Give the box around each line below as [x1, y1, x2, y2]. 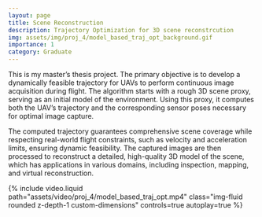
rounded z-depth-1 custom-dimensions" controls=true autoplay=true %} [8, 200, 243, 209]
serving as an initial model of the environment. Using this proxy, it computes [8, 95, 254, 104]
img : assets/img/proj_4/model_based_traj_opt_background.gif [8, 33, 213, 42]
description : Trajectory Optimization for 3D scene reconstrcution [8, 26, 234, 34]
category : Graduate [8, 48, 72, 56]
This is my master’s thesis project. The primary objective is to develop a [8, 70, 241, 79]
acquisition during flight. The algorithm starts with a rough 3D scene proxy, [8, 86, 252, 95]
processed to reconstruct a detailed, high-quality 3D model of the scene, [8, 152, 245, 161]
